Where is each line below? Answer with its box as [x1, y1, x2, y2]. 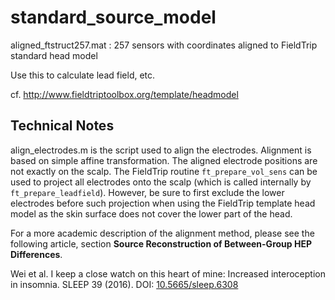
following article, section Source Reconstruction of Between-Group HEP [10, 237, 312, 250]
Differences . [10, 248, 63, 260]
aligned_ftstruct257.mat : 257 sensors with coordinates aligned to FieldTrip [10, 39, 318, 51]
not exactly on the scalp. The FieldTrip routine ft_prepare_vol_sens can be [10, 165, 318, 177]
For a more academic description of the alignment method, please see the [10, 227, 315, 239]
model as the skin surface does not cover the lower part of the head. [10, 207, 293, 220]
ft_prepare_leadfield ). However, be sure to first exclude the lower [10, 186, 285, 198]
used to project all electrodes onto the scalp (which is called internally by [10, 176, 312, 188]
